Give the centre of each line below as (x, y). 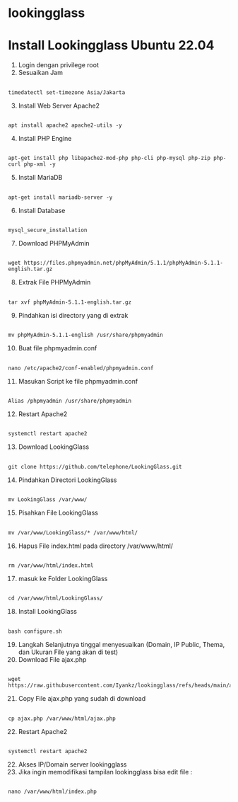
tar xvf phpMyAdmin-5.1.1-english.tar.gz (70, 302)
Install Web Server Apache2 (59, 105)
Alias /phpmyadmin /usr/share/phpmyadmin (70, 401)
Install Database (42, 210)
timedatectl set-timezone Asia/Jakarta (67, 92)
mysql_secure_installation (48, 230)
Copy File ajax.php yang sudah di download (82, 699)
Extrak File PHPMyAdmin (54, 282)
